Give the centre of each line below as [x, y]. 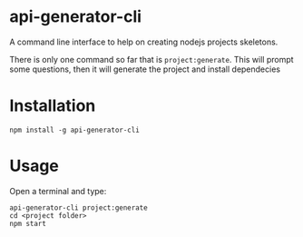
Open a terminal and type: [58, 191]
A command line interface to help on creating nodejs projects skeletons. [144, 42]
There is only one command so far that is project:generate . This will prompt [151, 59]
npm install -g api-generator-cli [75, 130]
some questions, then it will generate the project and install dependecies [145, 69]
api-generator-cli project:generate [78, 207]
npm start [28, 223]
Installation [53, 106]
